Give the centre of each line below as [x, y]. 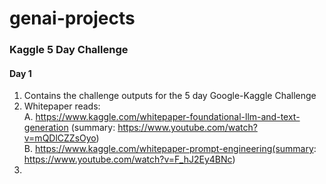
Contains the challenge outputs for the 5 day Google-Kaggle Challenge [170, 96]
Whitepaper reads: [62, 106]
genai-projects [72, 18]
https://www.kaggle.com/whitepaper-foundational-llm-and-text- [168, 117]
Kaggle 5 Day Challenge [69, 50]
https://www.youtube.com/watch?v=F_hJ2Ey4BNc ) [129, 159]
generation [46, 128]
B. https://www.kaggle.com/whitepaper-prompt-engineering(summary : [170, 149]
